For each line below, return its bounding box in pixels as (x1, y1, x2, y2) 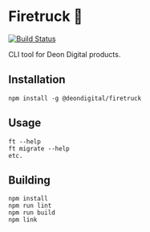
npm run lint (8, 201, 52, 210)
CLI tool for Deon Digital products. (8, 49, 121, 59)
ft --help (8, 137, 42, 146)
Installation (8, 72, 66, 87)
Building (8, 173, 51, 187)
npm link (8, 216, 38, 224)
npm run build (8, 209, 56, 217)
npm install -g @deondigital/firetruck (8, 94, 142, 102)
